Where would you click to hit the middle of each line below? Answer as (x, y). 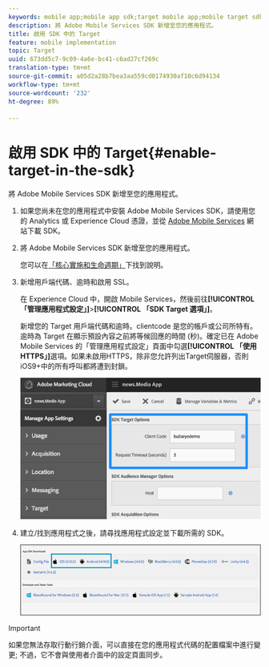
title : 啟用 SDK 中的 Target (54, 34)
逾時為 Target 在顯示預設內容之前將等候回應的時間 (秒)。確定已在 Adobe (139, 336)
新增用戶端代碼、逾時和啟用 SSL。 (76, 282)
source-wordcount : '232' (50, 93)
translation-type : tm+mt (50, 68)
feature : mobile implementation (62, 42)
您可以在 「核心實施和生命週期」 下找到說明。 (94, 265)
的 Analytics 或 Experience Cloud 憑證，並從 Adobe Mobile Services (132, 221)
